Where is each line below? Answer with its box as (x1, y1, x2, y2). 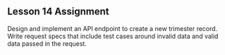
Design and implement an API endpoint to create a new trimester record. (7, 24, 218, 32)
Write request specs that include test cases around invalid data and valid (7, 32, 219, 40)
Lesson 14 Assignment (7, 6, 109, 18)
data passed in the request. (7, 39, 87, 48)
